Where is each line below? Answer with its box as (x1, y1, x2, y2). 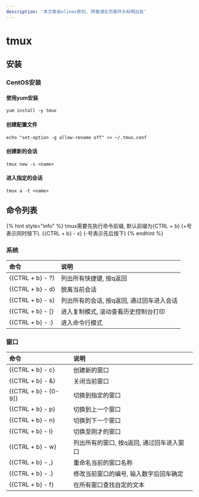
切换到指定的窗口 (73, 392, 121, 400)
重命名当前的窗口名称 (73, 458, 133, 467)
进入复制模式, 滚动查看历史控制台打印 (60, 307, 165, 316)
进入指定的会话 (6, 174, 43, 181)
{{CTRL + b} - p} (9, 405, 55, 413)
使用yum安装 (6, 94, 38, 101)
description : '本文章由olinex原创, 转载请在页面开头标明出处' (6, 8, 147, 15)
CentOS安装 (6, 78, 41, 86)
